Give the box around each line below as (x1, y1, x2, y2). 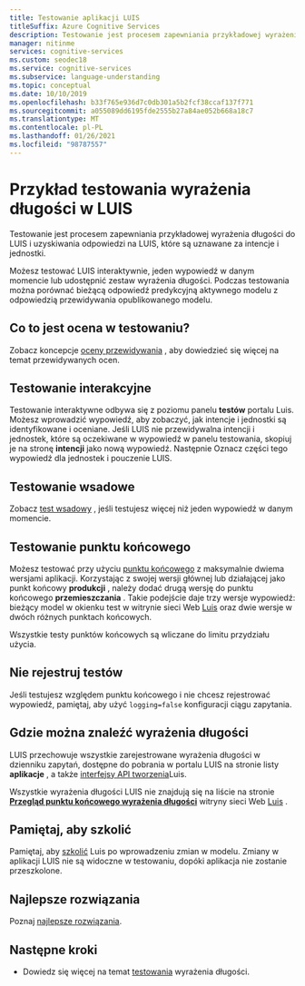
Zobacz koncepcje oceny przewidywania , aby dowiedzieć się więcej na (9, 344, 280, 355)
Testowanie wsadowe (9, 478, 135, 495)
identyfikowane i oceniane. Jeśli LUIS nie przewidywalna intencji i (9, 424, 256, 435)
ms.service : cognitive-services (9, 64, 132, 74)
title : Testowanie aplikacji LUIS (9, 13, 141, 23)
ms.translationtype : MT (9, 114, 100, 123)
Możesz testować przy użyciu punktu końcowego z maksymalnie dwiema (9, 563, 284, 574)
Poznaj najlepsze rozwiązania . (9, 916, 123, 927)
